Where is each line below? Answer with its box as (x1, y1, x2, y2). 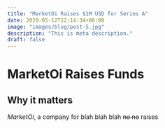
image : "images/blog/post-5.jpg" (7, 23, 105, 30)
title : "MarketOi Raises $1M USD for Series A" (7, 10, 149, 17)
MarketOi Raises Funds (7, 66, 145, 83)
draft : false (7, 36, 45, 43)
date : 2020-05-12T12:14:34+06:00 (7, 17, 105, 24)
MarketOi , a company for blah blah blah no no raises (7, 113, 159, 121)
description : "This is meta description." (7, 29, 133, 37)
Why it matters (7, 94, 73, 106)
